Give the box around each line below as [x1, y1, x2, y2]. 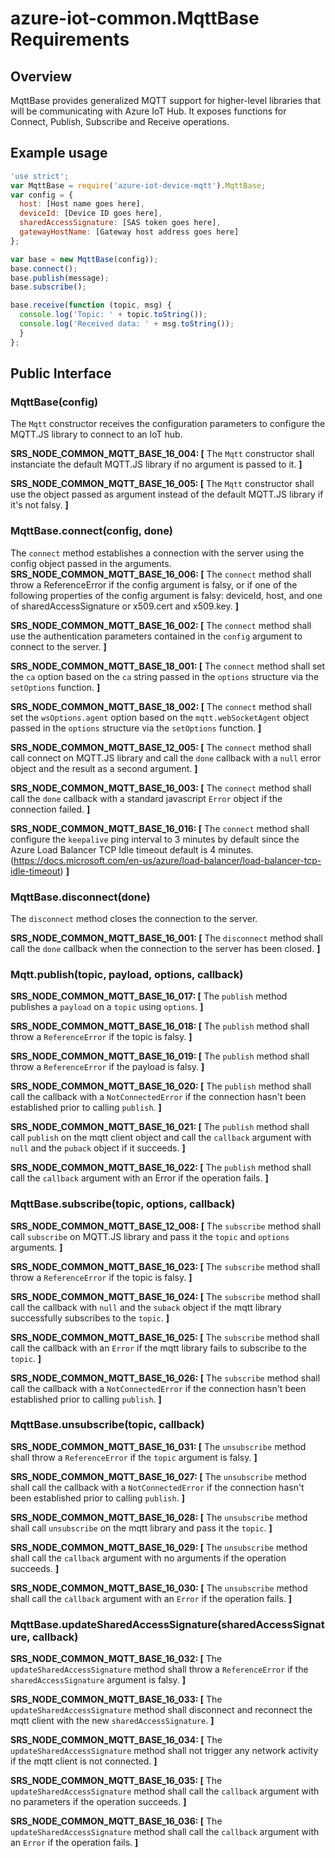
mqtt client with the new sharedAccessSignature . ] [10, 1715, 215, 1727]
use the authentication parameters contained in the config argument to [10, 630, 303, 642]
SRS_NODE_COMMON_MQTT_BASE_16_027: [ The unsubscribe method [10, 1470, 307, 1482]
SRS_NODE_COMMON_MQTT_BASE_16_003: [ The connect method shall [10, 782, 312, 794]
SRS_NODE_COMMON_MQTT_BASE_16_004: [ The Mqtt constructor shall [10, 448, 315, 460]
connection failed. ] [10, 803, 91, 815]
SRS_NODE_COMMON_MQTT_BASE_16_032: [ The [10, 1653, 223, 1665]
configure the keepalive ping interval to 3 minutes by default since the [10, 833, 300, 845]
